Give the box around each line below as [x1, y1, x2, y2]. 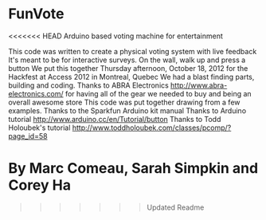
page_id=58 [8, 131, 48, 140]
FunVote [8, 5, 65, 23]
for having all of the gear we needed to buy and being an [65, 88, 252, 98]
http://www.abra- [170, 81, 228, 90]
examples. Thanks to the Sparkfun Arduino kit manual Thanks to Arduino [8, 105, 247, 116]
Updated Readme [147, 202, 205, 212]
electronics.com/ [8, 88, 64, 98]
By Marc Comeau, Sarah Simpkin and [8, 159, 259, 178]
